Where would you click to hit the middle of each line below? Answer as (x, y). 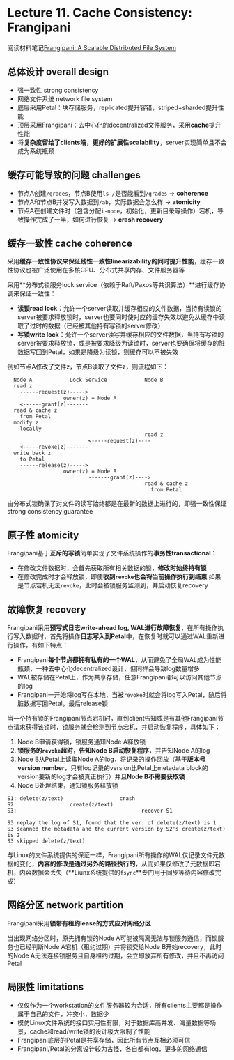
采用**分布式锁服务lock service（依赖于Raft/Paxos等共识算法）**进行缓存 (113, 285)
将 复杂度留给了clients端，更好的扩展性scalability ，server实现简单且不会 (122, 142)
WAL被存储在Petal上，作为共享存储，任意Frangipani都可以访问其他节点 (119, 677)
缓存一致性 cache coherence (70, 243)
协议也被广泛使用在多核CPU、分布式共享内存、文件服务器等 (99, 270)
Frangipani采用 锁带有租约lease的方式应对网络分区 (79, 923)
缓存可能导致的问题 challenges (74, 175)
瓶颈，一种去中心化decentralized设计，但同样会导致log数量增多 (109, 668)
